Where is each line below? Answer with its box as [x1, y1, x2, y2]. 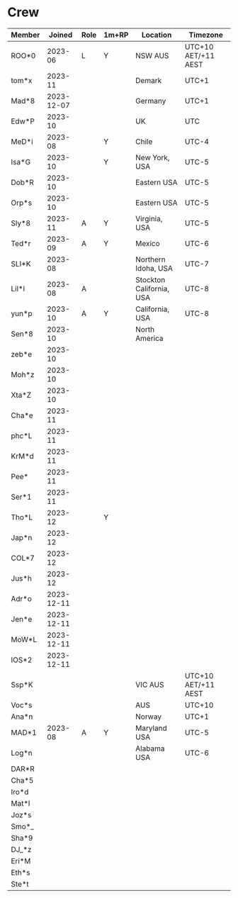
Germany [135, 96, 166, 106]
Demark [135, 75, 162, 85]
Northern [135, 254, 166, 264]
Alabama [135, 743, 165, 753]
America [135, 333, 164, 343]
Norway [135, 712, 161, 722]
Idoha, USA [135, 263, 174, 273]
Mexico [135, 238, 161, 248]
